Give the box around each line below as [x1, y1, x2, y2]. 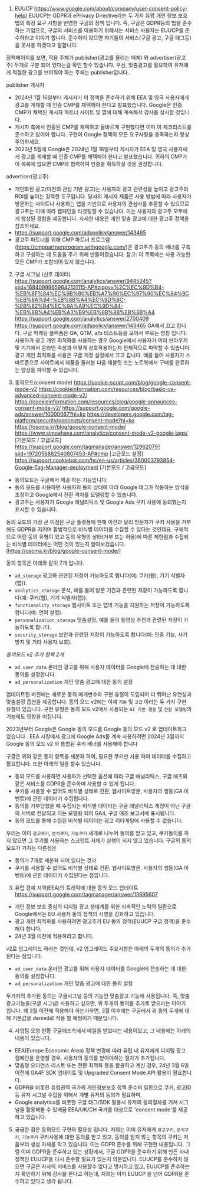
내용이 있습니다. [14, 1035, 51, 1041]
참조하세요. [14, 223, 41, 229]
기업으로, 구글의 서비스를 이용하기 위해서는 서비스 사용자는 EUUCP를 [25, 27, 184, 34]
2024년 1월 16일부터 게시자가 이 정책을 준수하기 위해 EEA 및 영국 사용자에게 [14, 94, 190, 101]
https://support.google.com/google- [62, 405, 150, 411]
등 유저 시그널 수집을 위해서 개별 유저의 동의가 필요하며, [14, 1091, 143, 1098]
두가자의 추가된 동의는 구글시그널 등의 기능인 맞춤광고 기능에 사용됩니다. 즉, [6, 992, 179, 999]
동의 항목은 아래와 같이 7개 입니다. [6, 559, 84, 566]
